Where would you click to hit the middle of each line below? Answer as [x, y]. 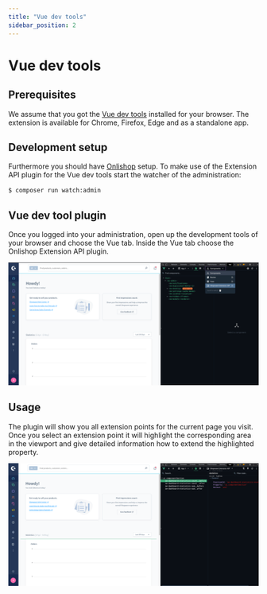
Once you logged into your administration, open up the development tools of [133, 234]
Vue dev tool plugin [58, 215]
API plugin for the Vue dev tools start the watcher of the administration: [125, 175]
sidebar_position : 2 [43, 25]
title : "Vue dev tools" [48, 17]
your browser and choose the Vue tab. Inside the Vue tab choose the [121, 243]
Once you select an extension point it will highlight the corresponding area [130, 435]
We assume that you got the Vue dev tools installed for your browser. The [129, 114]
